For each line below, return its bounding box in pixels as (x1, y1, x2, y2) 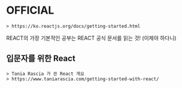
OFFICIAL (6, 4, 54, 17)
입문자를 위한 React (6, 54, 76, 64)
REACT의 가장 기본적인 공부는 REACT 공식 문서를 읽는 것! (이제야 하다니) (6, 34, 177, 42)
